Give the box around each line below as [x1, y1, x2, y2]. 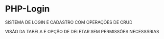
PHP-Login [5, 3, 50, 14]
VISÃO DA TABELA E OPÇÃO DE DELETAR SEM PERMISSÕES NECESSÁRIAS [5, 28, 159, 34]
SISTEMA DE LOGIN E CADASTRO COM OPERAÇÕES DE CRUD [5, 19, 133, 25]
